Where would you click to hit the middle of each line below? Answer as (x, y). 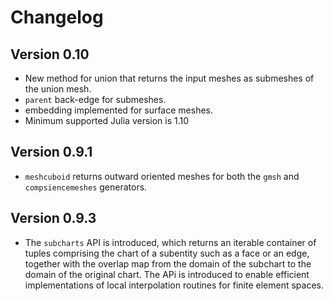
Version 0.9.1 (51, 152)
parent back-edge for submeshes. (95, 99)
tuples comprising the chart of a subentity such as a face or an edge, (167, 253)
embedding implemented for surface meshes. (119, 110)
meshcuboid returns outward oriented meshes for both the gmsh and (162, 176)
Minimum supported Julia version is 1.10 (107, 120)
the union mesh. (58, 89)
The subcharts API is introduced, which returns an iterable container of (170, 242)
